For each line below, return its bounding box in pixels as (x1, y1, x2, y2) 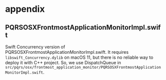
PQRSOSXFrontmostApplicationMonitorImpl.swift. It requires (5, 49, 129, 55)
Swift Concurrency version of (5, 44, 66, 50)
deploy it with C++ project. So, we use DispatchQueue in (5, 60, 121, 65)
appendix (5, 3, 45, 15)
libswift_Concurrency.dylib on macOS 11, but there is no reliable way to (5, 54, 154, 60)
